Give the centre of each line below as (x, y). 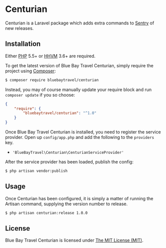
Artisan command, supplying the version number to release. (66, 204)
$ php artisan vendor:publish (37, 171)
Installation (23, 44)
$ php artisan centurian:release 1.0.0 (46, 213)
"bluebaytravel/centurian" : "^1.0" (60, 113)
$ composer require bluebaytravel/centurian (52, 80)
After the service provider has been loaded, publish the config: (69, 162)
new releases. (19, 28)
